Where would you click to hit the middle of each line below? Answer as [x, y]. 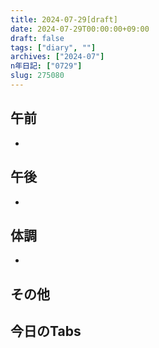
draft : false [37, 38]
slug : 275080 [37, 76]
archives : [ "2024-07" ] [57, 57]
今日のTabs [46, 331]
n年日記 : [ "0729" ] [46, 66]
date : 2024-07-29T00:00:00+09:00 [80, 29]
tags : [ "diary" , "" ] [53, 47]
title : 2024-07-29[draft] [64, 19]
